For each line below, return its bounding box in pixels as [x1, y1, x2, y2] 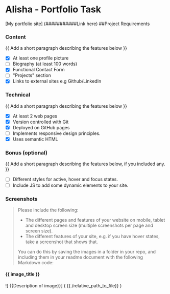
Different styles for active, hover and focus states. [12, 176, 118, 183]
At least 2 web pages [12, 113, 58, 119]
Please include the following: [17, 207, 79, 213]
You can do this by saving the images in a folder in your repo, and [17, 248, 156, 254]
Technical [5, 91, 31, 99]
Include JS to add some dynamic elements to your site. [12, 182, 129, 188]
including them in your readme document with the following [17, 254, 143, 260]
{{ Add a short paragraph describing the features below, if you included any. [5, 161, 165, 167]
